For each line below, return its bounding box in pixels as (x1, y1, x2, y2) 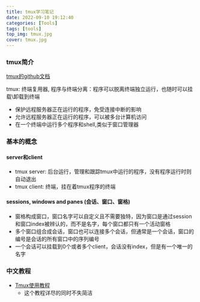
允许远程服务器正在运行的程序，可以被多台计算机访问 (14, 113, 147, 121)
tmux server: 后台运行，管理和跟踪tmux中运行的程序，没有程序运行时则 (14, 168, 192, 175)
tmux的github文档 (6, 73, 50, 80)
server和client (6, 153, 43, 160)
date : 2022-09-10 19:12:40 (6, 14, 74, 20)
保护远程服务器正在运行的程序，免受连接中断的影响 (14, 106, 142, 113)
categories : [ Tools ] (6, 20, 58, 26)
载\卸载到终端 (6, 93, 40, 100)
